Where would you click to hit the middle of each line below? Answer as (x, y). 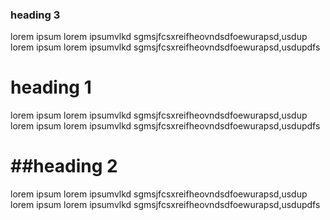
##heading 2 (64, 166)
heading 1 (51, 87)
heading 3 (35, 15)
